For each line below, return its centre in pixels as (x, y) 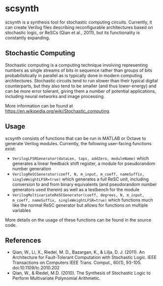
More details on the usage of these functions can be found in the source (78, 220)
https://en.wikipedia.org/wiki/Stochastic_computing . (58, 111)
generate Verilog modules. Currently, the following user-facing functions (78, 143)
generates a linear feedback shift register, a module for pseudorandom (84, 163)
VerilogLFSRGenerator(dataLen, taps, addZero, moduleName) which (81, 158)
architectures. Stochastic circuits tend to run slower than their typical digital (81, 80)
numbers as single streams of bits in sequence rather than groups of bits (79, 70)
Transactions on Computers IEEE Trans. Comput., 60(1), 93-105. (77, 262)
